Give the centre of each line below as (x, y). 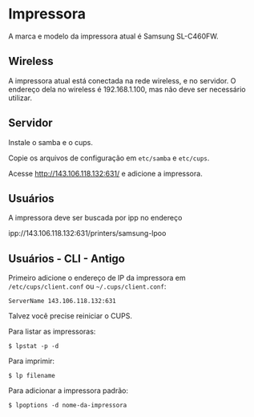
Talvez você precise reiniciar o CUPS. (70, 316)
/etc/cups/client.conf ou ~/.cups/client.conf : (87, 286)
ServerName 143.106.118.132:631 (62, 302)
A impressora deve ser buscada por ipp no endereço (95, 218)
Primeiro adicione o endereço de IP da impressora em (97, 278)
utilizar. (20, 98)
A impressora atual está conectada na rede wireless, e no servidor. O (122, 80)
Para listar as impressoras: (52, 332)
